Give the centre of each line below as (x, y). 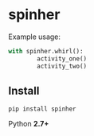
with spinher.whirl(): (46, 51)
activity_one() (62, 58)
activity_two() (62, 66)
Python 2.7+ (29, 124)
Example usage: (35, 37)
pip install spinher (43, 109)
